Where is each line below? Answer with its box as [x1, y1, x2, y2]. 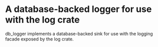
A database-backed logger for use [5, 3, 152, 15]
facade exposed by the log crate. [5, 36, 74, 42]
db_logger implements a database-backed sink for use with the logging [5, 30, 153, 36]
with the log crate [5, 14, 80, 25]
